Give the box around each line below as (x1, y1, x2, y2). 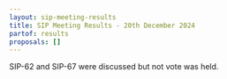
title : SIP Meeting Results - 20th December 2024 (9, 21, 196, 30)
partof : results (9, 29, 69, 38)
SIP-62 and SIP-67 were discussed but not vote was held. (9, 61, 219, 72)
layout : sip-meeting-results (9, 12, 117, 22)
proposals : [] (9, 37, 62, 47)
